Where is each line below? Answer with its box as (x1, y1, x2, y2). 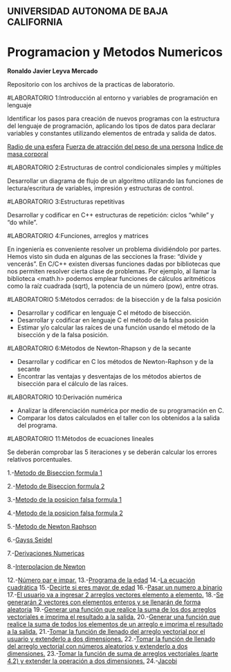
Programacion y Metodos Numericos (7, 44, 223, 60)
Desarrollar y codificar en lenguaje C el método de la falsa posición (17, 316, 209, 325)
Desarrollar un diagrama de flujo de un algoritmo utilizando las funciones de (7, 176, 223, 185)
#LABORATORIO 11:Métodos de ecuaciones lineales (7, 435, 154, 443)
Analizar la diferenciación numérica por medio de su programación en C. (17, 406, 225, 415)
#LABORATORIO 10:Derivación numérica (7, 393, 122, 401)
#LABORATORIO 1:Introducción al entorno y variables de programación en (7, 93, 218, 102)
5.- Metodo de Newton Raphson (7, 523, 97, 531)
